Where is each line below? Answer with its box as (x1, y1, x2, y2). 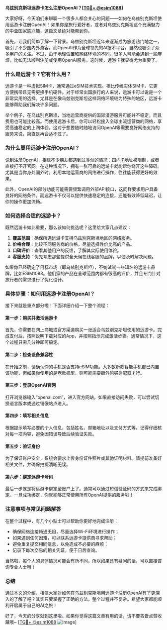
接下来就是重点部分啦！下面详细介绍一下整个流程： (5, 303, 110, 309)
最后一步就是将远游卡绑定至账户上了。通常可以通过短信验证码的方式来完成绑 (5, 486, 162, 492)
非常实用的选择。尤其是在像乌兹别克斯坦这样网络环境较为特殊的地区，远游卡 (5, 96, 162, 102)
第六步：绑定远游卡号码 (5, 474, 53, 480)
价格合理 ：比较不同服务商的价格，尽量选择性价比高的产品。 (12, 241, 135, 247)
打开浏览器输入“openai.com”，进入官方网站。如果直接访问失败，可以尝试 (5, 394, 155, 400)
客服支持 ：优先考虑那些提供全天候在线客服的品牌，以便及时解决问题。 (12, 253, 157, 259)
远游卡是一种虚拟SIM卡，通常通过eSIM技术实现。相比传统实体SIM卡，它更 (5, 83, 158, 89)
